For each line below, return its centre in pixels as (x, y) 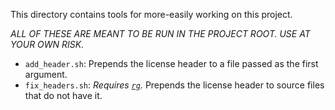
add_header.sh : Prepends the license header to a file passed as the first (171, 63)
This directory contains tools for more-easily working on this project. (151, 14)
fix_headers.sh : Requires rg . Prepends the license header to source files (174, 85)
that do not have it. (63, 95)
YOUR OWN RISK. (47, 44)
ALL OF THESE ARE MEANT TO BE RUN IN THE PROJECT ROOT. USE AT (160, 33)
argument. (46, 74)
